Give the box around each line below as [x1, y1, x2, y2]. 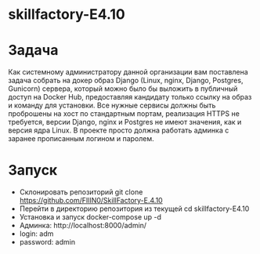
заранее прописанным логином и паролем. [8, 134, 154, 143]
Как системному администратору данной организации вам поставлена [8, 67, 248, 77]
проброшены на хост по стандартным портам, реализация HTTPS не [8, 109, 240, 118]
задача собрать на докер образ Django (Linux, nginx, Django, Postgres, [8, 76, 244, 85]
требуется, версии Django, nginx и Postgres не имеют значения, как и [8, 118, 242, 127]
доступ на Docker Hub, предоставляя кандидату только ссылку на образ [8, 93, 252, 102]
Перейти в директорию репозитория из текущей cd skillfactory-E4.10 [19, 204, 250, 213]
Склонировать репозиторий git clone [19, 187, 143, 197]
